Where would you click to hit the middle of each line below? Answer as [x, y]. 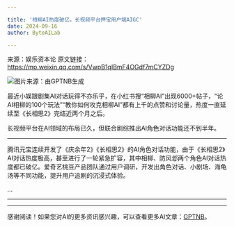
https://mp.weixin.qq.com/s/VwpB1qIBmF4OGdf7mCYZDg [91, 67]
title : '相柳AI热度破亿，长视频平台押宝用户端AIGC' [75, 19]
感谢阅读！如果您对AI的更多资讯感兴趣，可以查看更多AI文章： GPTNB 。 [109, 217]
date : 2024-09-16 [32, 26]
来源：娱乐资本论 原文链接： [48, 59]
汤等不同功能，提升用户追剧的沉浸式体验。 [68, 176]
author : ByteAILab [34, 33]
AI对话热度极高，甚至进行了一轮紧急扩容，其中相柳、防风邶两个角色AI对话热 [117, 158]
